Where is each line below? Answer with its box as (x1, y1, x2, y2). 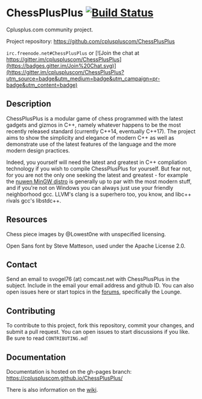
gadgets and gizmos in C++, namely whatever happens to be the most (6, 121, 181, 128)
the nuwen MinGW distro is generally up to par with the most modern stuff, (6, 178, 192, 185)
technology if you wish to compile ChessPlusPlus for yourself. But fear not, (6, 165, 192, 172)
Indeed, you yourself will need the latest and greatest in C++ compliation (6, 159, 187, 166)
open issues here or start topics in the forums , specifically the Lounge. (6, 288, 182, 295)
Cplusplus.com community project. (6, 26, 93, 33)
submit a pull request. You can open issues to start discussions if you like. (6, 328, 190, 336)
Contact (6, 259, 37, 269)
